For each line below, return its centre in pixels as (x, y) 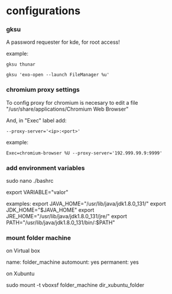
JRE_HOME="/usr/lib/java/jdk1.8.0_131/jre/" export (66, 217)
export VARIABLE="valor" (37, 192)
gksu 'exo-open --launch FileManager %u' (58, 75)
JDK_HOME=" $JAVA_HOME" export (50, 210)
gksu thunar (21, 64)
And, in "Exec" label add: (36, 120)
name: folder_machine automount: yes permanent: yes (72, 262)
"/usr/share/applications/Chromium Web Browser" (67, 109)
